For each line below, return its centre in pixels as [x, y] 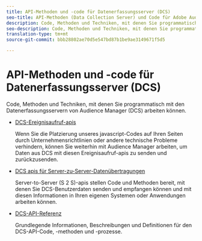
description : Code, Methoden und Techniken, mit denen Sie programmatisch [102, 23]
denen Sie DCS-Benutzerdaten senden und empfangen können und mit [103, 189]
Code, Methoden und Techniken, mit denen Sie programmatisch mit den [96, 104]
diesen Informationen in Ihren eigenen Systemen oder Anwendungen [100, 195]
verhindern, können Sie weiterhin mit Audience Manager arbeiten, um [101, 146]
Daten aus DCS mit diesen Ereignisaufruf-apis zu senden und [91, 153]
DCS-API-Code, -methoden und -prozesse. [69, 231]
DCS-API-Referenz [38, 213]
